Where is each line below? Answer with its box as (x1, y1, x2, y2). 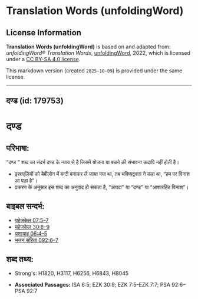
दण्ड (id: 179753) (6, 96, 64, 106)
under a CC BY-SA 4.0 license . (6, 56, 81, 62)
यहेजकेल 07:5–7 (14, 217, 49, 224)
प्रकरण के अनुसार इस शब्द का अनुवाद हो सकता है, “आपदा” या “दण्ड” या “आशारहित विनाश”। (14, 184, 189, 191)
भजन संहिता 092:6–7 (14, 237, 59, 244)
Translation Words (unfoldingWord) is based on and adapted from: (6, 43, 171, 50)
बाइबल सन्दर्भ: (6, 201, 45, 211)
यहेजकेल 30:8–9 (14, 224, 50, 231)
